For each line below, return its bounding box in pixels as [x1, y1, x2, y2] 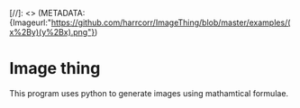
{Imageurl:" [9, 17, 52, 28]
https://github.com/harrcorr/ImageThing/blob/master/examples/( [50, 17, 291, 28]
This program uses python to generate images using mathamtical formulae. [9, 87, 289, 98]
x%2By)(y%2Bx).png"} [9, 27, 95, 37]
